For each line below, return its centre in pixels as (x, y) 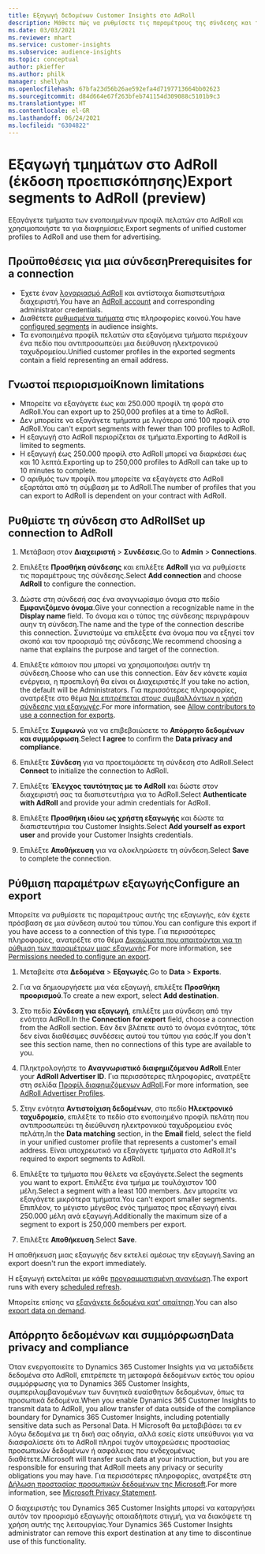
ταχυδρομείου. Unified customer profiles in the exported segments (127, 351)
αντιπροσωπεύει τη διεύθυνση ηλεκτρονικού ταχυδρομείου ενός (126, 1125)
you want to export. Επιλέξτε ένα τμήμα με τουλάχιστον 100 (118, 1182)
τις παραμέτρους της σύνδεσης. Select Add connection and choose (131, 576)
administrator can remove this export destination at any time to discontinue (130, 1533)
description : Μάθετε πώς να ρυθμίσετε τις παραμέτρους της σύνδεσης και (130, 23)
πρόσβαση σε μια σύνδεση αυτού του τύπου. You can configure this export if (132, 923)
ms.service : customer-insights (60, 45)
